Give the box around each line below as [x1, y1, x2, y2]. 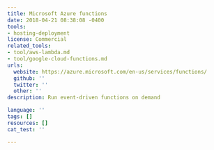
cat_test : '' [7, 126, 45, 133]
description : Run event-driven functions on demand [7, 94, 160, 101]
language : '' [7, 107, 45, 114]
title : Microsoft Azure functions [7, 10, 108, 17]
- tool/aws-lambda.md [7, 49, 70, 56]
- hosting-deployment [7, 29, 70, 37]
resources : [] [7, 119, 49, 126]
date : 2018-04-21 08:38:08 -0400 [7, 17, 105, 24]
